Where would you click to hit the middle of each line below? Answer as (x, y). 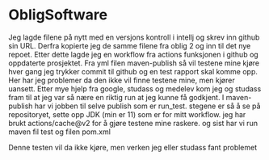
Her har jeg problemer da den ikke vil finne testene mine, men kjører (122, 80)
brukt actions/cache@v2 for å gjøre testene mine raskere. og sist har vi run (133, 123)
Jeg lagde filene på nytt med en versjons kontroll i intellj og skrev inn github (134, 37)
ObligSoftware (58, 15)
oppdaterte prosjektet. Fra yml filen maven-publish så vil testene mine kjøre (134, 63)
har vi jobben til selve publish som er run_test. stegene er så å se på (147, 106)
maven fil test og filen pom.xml (60, 132)
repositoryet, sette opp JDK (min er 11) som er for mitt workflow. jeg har (127, 114)
